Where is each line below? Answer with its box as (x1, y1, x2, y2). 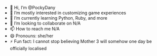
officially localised (9, 46, 47, 51)
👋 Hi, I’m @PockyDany (9, 5, 56, 10)
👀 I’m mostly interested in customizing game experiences (9, 10, 126, 16)
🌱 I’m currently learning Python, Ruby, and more (9, 15, 108, 21)
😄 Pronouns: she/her (9, 33, 53, 39)
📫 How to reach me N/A (9, 26, 60, 31)
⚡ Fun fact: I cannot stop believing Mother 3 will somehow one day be (9, 38, 152, 44)
